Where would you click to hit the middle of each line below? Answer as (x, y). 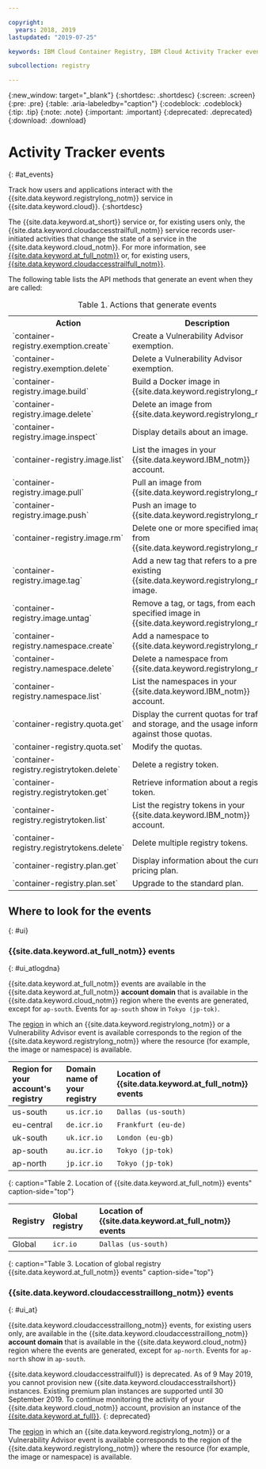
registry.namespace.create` (63, 646)
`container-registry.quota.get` (68, 724)
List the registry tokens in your (188, 805)
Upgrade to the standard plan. (188, 884)
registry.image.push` (51, 516)
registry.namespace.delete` (63, 668)
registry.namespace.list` (57, 696)
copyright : (26, 22)
